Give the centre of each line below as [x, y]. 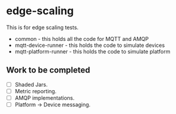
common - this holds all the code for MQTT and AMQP [82, 39]
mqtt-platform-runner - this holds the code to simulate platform [92, 51]
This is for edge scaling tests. [42, 27]
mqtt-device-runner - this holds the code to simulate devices [90, 45]
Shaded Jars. [31, 84]
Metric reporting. [35, 91]
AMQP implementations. [44, 98]
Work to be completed [48, 70]
